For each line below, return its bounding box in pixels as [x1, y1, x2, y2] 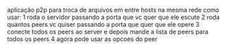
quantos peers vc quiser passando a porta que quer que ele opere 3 [7, 21, 200, 28]
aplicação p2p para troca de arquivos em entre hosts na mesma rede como [7, 6, 220, 14]
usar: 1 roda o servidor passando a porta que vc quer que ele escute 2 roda [7, 13, 221, 21]
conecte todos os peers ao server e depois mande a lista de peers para [7, 27, 209, 36]
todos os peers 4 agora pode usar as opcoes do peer [7, 35, 158, 43]
